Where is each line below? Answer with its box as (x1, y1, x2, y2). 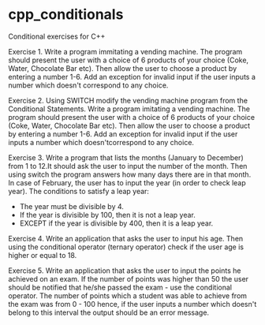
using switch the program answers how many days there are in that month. (8, 170, 252, 179)
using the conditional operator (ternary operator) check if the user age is (8, 242, 244, 252)
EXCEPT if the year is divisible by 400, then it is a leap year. (19, 219, 214, 228)
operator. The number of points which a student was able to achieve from (8, 290, 247, 301)
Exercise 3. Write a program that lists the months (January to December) (8, 152, 244, 162)
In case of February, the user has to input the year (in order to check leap (8, 177, 246, 187)
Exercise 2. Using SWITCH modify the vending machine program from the (8, 95, 248, 105)
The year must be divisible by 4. (19, 201, 125, 211)
